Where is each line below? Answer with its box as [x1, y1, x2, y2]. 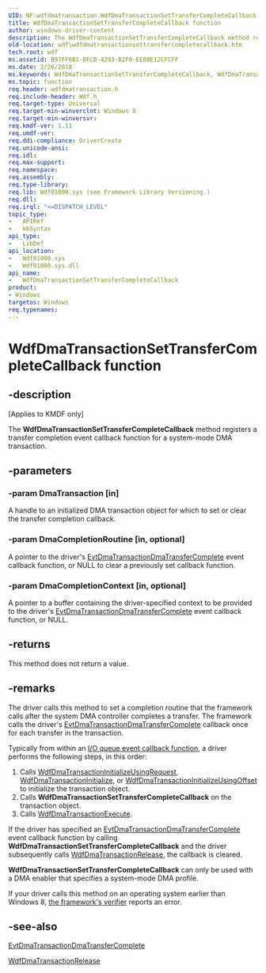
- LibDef [8, 240, 44, 248]
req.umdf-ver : [8, 129, 55, 137]
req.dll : [8, 195, 37, 203]
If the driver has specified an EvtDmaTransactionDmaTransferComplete [8, 824, 241, 834]
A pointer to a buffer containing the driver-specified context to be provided [8, 598, 253, 608]
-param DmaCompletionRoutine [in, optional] [8, 534, 185, 545]
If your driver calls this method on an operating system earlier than [8, 888, 226, 898]
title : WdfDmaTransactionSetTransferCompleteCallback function [8, 19, 222, 27]
